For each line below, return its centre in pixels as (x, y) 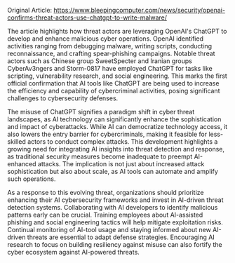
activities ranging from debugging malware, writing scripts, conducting (110, 46)
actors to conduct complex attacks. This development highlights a (122, 142)
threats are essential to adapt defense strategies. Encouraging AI (121, 237)
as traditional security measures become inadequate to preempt (100, 156)
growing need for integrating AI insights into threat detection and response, (116, 149)
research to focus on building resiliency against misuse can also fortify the (115, 244)
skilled (16, 142)
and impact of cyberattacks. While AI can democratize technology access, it (117, 127)
